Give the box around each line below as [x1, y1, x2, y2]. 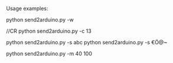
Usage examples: [6, 5, 48, 12]
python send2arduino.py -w [6, 16, 74, 23]
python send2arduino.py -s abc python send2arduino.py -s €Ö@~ [6, 39, 168, 45]
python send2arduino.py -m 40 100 [6, 50, 93, 57]
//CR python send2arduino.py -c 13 [6, 27, 92, 34]
